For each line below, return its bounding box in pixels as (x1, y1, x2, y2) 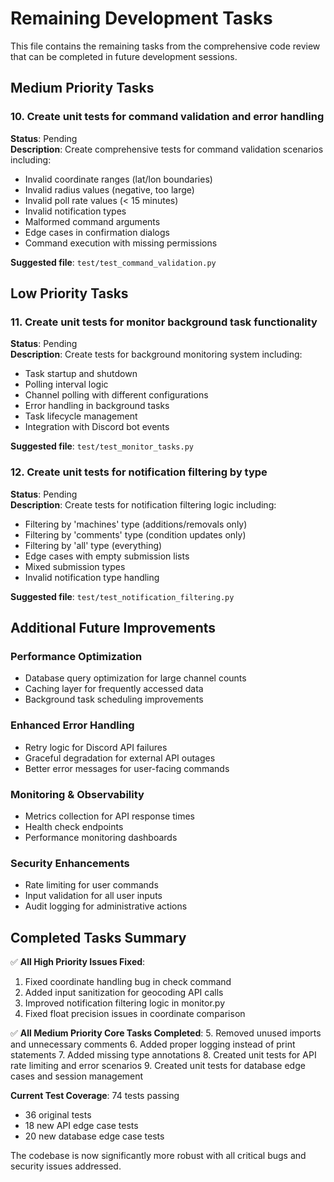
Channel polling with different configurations (24, 389, 209, 401)
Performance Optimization (10, 649, 143, 663)
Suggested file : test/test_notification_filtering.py (10, 590, 235, 602)
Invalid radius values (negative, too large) (24, 183, 195, 196)
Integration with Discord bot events (24, 421, 170, 433)
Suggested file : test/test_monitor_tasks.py (10, 440, 194, 452)
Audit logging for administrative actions (24, 900, 188, 912)
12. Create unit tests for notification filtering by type (10, 465, 268, 479)
